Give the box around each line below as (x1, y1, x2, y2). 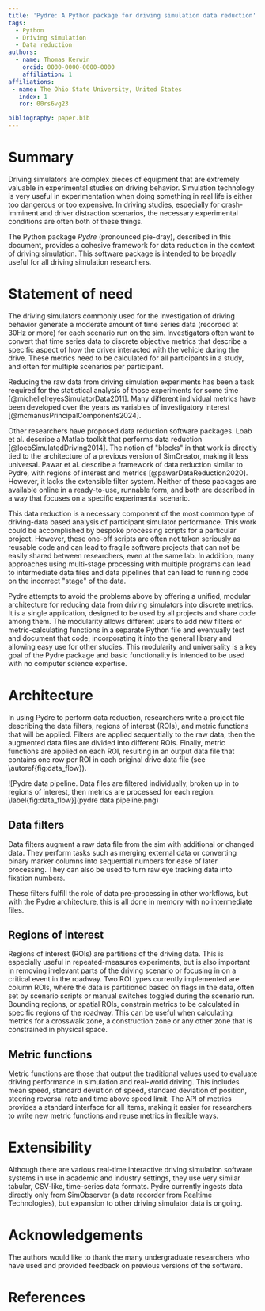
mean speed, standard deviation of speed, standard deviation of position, (8, 1086, 248, 1096)
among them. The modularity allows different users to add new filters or (8, 616, 243, 626)
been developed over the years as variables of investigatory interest (8, 402, 230, 412)
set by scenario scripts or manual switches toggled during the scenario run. (8, 991, 255, 1000)
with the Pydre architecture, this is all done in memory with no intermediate (8, 897, 253, 906)
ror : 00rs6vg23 (18, 100, 69, 108)
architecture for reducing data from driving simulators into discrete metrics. (8, 600, 254, 609)
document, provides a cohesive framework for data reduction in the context (8, 240, 255, 250)
